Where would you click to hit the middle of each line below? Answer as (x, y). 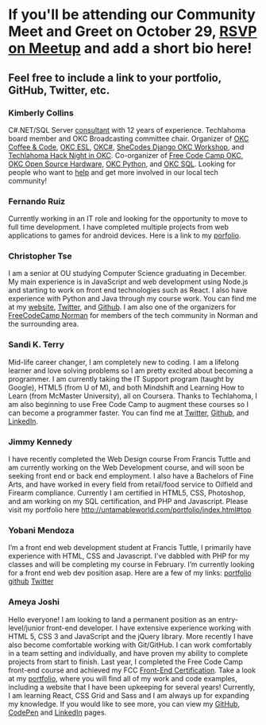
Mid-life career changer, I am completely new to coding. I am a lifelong (124, 362)
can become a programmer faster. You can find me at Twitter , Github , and (129, 413)
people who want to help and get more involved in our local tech (113, 172)
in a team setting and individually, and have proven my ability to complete (128, 653)
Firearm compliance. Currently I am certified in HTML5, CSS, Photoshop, (127, 493)
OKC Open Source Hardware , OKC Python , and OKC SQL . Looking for (122, 164)
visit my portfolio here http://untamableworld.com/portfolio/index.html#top (130, 510)
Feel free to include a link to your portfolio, (115, 78)
